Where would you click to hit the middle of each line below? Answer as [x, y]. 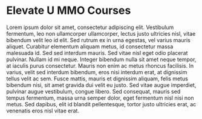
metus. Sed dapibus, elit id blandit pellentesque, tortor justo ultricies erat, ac [101, 104]
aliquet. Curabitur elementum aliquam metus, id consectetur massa [90, 47]
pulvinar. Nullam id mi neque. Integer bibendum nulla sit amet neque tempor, [101, 59]
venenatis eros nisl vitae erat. [43, 111]
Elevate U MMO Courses [69, 11]
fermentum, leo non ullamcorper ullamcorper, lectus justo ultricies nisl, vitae [101, 33]
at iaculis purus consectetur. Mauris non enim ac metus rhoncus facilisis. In [100, 66]
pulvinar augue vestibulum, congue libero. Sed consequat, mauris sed [93, 91]
